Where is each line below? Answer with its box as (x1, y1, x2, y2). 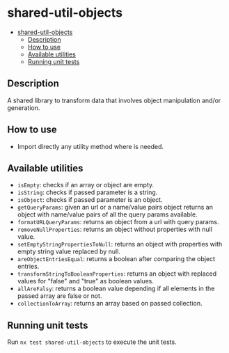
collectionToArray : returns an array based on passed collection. (17, 299, 203, 308)
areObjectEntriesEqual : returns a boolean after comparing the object (17, 255, 216, 263)
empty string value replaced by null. (17, 247, 120, 256)
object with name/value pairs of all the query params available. (17, 210, 198, 219)
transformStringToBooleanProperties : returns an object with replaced (17, 269, 217, 278)
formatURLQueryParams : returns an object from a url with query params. (17, 218, 219, 226)
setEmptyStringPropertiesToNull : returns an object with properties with (17, 240, 223, 249)
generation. (7, 103, 40, 112)
